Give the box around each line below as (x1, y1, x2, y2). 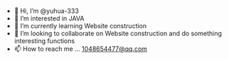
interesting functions (14, 37, 75, 45)
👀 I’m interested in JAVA (14, 14, 85, 23)
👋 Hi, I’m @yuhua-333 (14, 7, 80, 15)
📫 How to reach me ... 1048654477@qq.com (14, 44, 148, 53)
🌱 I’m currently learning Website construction (14, 22, 147, 30)
